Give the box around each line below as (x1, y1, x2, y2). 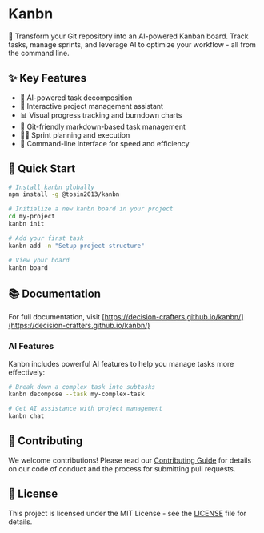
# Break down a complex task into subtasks (8, 383, 156, 391)
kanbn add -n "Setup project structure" (8, 242, 146, 250)
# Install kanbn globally (8, 183, 94, 191)
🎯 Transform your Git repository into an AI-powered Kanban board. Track (8, 31, 250, 41)
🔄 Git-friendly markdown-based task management (19, 122, 186, 131)
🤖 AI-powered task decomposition (19, 93, 133, 102)
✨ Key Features (8, 71, 86, 85)
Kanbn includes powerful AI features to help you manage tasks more (8, 359, 234, 368)
